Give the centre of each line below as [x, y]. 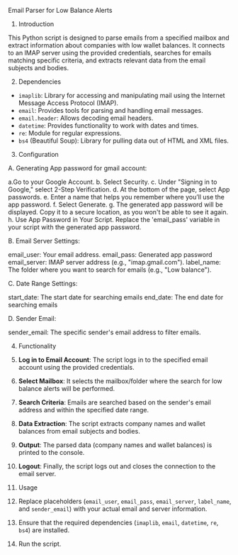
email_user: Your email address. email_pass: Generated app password [110, 254]
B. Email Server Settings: [44, 241]
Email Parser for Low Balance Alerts [60, 10]
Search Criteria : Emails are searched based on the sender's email [114, 402]
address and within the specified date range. [84, 410]
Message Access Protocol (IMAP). [68, 103]
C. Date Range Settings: [43, 284]
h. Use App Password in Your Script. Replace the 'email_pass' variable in [114, 220]
